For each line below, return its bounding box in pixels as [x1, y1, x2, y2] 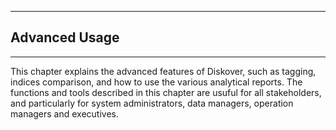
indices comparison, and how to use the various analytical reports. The [10, 76, 303, 88]
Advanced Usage [10, 29, 120, 46]
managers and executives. [10, 107, 120, 120]
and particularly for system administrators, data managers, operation [10, 97, 294, 109]
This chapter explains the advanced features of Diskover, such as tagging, [10, 65, 317, 77]
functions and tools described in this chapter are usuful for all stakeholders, [10, 86, 322, 98]
